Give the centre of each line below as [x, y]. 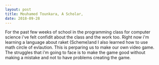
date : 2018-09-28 [23, 18]
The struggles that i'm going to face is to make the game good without [75, 52]
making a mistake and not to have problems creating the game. [68, 58]
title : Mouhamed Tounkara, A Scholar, [44, 14]
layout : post [18, 9]
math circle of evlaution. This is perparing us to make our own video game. [80, 47]
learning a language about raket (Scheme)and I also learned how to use [76, 42]
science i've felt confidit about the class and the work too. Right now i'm [77, 37]
